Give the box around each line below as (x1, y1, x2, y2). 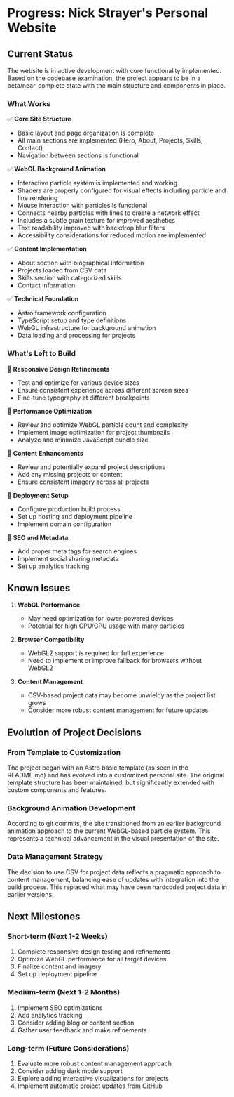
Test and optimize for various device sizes (17, 378, 140, 387)
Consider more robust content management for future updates (27, 706, 209, 714)
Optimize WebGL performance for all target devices (17, 955, 167, 964)
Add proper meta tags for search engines (17, 546, 137, 556)
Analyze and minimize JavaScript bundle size (17, 435, 149, 444)
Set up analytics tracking (17, 562, 90, 570)
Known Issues (7, 582, 71, 594)
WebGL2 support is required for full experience (27, 649, 165, 657)
